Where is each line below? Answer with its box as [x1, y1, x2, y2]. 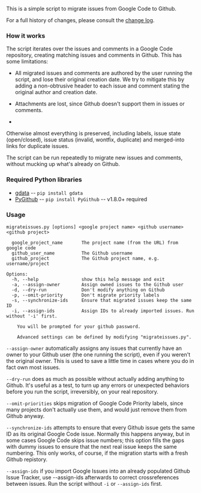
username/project [6, 261, 50, 267]
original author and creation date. [14, 89, 98, 96]
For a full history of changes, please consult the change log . [6, 17, 155, 23]
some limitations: [6, 58, 49, 65]
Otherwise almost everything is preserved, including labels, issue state [6, 130, 181, 137]
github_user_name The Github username [11, 250, 133, 256]
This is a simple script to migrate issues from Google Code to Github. [6, 5, 177, 12]
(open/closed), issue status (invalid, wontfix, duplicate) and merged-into [6, 136, 185, 143]
